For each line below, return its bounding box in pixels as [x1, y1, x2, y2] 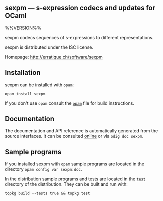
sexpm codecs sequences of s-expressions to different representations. [5, 34, 154, 40]
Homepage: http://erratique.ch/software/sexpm [5, 54, 103, 60]
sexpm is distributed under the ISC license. [5, 44, 94, 50]
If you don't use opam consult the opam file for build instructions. [5, 100, 135, 106]
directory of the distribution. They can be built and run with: [5, 181, 128, 187]
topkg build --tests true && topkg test [5, 191, 91, 196]
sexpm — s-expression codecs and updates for [5, 4, 156, 12]
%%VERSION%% [5, 25, 42, 31]
